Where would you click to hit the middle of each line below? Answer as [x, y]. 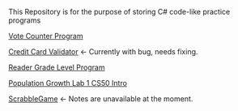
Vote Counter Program [46, 36]
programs [25, 20]
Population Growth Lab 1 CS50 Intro [68, 83]
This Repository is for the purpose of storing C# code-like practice [119, 12]
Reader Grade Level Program [57, 67]
